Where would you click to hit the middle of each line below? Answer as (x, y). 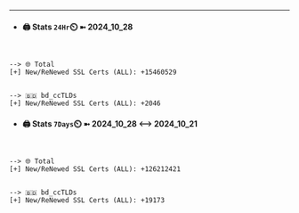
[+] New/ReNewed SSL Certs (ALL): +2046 (85, 103)
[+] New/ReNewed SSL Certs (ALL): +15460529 (93, 72)
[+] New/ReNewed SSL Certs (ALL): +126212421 (95, 169)
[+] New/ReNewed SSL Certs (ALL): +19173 (87, 201)
